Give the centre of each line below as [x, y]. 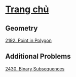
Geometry [22, 28]
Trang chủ [27, 9]
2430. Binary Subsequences [35, 69]
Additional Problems [38, 56]
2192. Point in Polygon [29, 40]
